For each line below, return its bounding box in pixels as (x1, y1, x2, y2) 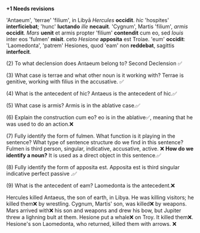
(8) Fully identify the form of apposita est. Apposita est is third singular (6, 164, 180, 170)
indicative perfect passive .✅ (6, 170, 78, 177)
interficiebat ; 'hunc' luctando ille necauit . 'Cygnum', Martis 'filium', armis (6, 23, 188, 30)
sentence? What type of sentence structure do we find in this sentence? (6, 139, 184, 145)
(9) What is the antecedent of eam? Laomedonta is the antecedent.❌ (6, 182, 175, 189)
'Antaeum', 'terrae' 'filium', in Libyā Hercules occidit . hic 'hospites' (6, 17, 169, 23)
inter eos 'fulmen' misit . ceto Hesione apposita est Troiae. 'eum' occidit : (6, 36, 186, 42)
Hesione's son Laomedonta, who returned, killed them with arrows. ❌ (6, 220, 177, 227)
